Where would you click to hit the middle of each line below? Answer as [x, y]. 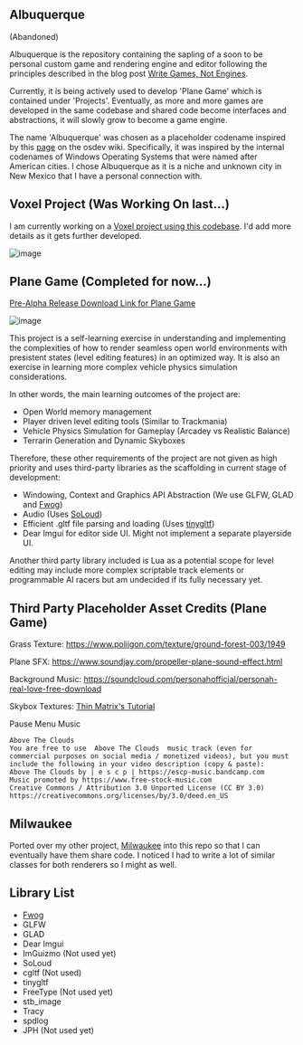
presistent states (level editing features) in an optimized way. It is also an [145, 357]
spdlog [35, 1021]
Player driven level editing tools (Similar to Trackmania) [125, 422]
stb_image [42, 1001]
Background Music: [46, 679]
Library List [42, 893]
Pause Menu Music [45, 724]
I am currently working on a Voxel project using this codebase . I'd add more [150, 226]
